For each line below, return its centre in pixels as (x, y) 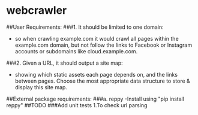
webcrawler (37, 10)
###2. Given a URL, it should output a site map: (64, 63)
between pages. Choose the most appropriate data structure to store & (102, 81)
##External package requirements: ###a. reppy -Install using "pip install (95, 99)
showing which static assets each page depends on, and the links (96, 74)
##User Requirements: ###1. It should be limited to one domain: (85, 27)
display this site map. (41, 87)
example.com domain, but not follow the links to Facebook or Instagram (103, 45)
